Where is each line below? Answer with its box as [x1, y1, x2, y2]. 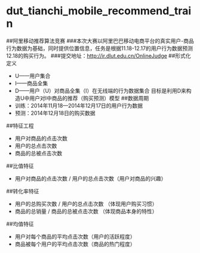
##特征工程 [6, 122, 34, 129]
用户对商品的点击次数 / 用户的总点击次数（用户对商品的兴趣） [14, 174, 167, 182]
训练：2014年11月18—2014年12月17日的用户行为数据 [14, 102, 143, 109]
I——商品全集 [14, 79, 48, 87]
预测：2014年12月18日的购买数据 [14, 109, 96, 117]
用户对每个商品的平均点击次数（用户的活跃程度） [14, 233, 136, 240]
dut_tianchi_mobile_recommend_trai [6, 4, 192, 18]
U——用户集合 [14, 72, 51, 79]
